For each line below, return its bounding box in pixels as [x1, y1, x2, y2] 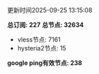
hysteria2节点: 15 [17, 44, 66, 52]
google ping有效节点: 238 [7, 59, 82, 67]
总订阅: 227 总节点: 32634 [7, 21, 84, 29]
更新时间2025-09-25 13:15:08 [7, 6, 93, 14]
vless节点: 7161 [17, 35, 61, 44]
